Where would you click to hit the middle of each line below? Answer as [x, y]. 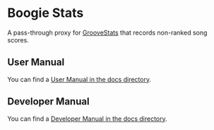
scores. [18, 40]
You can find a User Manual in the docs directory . [79, 79]
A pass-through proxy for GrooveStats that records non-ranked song [107, 32]
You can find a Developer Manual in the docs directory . [87, 119]
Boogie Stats [46, 13]
